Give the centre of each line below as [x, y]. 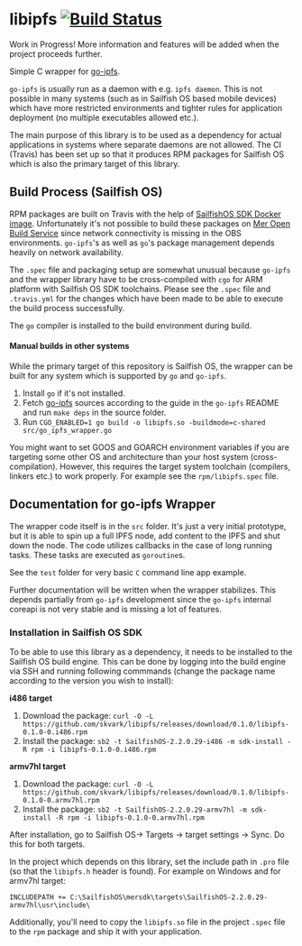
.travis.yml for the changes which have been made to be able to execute [146, 298]
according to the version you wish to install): [92, 681]
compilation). [34, 466]
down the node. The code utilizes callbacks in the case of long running [141, 545]
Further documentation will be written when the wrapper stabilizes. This [143, 590]
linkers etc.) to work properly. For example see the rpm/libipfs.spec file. [144, 476]
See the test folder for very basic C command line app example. [128, 572]
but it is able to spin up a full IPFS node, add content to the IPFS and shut [145, 536]
